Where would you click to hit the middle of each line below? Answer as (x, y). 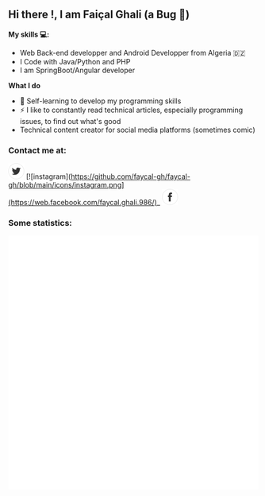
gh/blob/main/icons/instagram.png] (66, 185)
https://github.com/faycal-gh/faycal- (130, 176)
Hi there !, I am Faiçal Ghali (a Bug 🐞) (99, 15)
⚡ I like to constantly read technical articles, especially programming (131, 110)
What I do (25, 85)
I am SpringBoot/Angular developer (77, 70)
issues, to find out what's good (70, 121)
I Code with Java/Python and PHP (75, 61)
